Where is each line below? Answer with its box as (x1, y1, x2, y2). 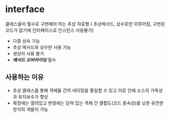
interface (5, 4, 45, 15)
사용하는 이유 (5, 73, 44, 82)
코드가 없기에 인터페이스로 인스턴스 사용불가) (5, 27, 94, 33)
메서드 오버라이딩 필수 (12, 56, 56, 63)
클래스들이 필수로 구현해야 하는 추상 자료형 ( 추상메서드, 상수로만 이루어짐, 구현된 (5, 21, 165, 27)
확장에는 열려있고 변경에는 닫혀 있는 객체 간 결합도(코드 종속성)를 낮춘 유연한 (12, 100, 164, 106)
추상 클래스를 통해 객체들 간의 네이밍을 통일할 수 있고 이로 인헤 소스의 (12, 87, 150, 93)
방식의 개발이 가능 (12, 106, 48, 112)
